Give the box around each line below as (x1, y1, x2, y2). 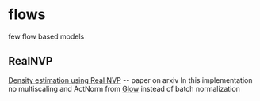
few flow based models (8, 32, 85, 41)
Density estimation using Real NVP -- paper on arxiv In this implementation (8, 75, 253, 84)
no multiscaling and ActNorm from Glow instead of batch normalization (8, 84, 240, 93)
